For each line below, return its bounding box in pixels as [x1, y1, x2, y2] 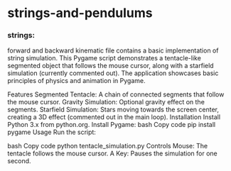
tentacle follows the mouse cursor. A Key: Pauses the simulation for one [7, 149, 218, 158]
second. [7, 157, 31, 165]
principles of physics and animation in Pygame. [7, 77, 146, 85]
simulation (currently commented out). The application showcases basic [7, 69, 219, 77]
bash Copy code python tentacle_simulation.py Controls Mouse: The [7, 142, 208, 150]
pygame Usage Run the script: [7, 128, 96, 136]
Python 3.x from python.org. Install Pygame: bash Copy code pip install [7, 121, 215, 129]
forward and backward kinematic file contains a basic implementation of [7, 46, 219, 55]
